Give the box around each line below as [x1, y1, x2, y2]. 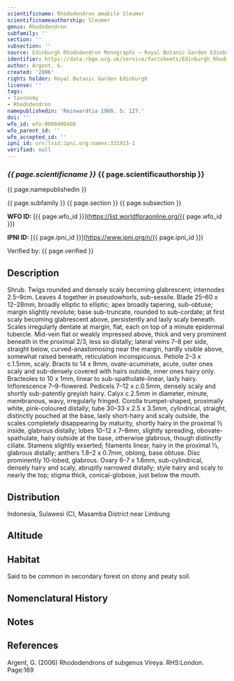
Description [7, 267, 59, 279]
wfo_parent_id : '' [7, 127, 61, 134]
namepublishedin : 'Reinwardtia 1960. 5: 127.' [7, 107, 145, 114]
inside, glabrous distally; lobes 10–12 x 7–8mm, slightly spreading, [7, 426, 196, 435]
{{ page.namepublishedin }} [7, 186, 87, 194]
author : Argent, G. [7, 62, 64, 69]
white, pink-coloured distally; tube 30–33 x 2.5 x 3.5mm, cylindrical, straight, [7, 404, 227, 412]
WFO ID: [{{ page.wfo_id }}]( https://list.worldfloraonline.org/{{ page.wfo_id [7, 212, 222, 220]
